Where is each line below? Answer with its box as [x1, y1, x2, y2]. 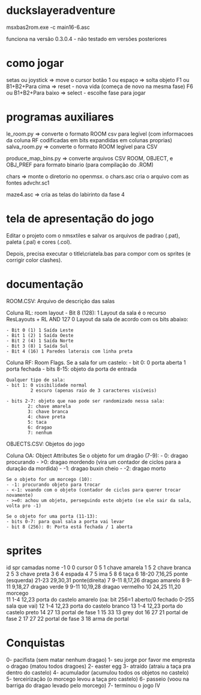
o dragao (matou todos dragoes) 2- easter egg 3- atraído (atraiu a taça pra [6, 662, 191, 670]
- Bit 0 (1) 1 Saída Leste [6, 327, 74, 333]
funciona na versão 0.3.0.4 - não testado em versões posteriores [6, 35, 167, 42]
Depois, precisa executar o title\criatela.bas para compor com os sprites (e [6, 250, 191, 257]
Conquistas [6, 636, 65, 650]
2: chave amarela [28, 403, 71, 409]
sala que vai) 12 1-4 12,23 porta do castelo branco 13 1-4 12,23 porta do [6, 602, 183, 609]
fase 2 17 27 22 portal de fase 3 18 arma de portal [6, 615, 129, 622]
